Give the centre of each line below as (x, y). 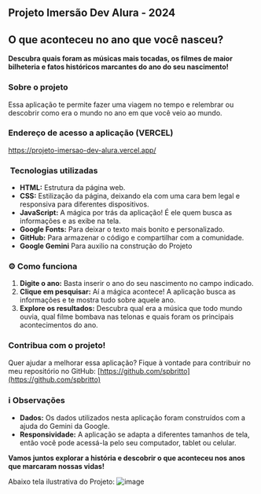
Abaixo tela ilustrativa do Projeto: (62, 481)
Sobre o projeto (38, 87)
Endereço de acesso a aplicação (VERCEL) (91, 133)
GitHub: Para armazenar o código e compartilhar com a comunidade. (132, 238)
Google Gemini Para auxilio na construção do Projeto (106, 246)
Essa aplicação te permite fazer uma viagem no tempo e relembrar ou (121, 104)
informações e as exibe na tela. (70, 221)
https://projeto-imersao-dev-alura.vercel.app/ (82, 150)
